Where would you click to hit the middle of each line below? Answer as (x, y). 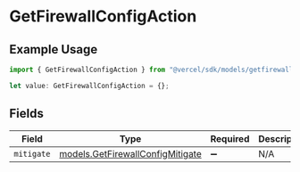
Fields (27, 114)
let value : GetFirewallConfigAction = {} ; (89, 86)
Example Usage (54, 49)
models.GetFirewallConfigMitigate (131, 153)
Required (230, 138)
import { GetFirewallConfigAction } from (87, 70)
